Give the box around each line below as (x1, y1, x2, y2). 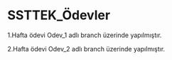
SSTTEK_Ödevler (7, 7, 111, 24)
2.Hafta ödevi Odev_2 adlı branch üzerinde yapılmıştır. (7, 44, 166, 53)
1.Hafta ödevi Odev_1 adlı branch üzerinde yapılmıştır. (7, 31, 162, 39)
